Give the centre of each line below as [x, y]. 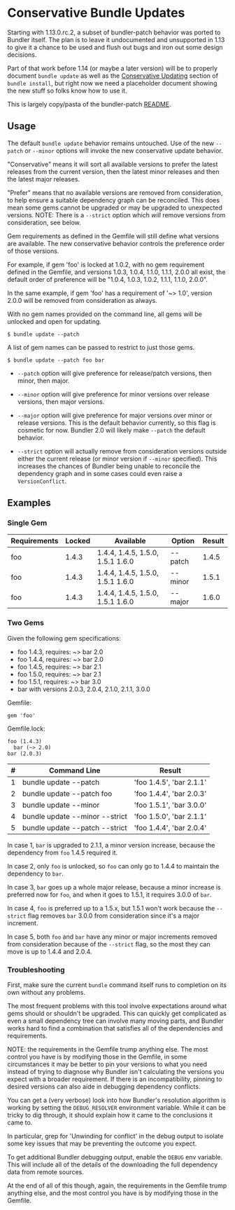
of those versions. [33, 251]
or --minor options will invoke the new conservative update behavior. [123, 150]
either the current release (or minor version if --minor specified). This [117, 458]
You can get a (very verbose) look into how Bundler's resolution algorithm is [116, 1100]
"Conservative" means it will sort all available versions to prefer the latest [113, 164]
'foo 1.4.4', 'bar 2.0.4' [170, 827]
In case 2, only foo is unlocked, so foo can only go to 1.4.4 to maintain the [113, 866]
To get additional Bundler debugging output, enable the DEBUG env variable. [115, 1157]
